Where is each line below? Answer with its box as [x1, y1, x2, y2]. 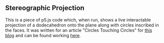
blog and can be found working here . [5, 32, 81, 38]
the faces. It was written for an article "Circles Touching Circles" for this [5, 27, 153, 33]
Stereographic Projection [5, 4, 84, 12]
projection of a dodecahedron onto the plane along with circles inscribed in [5, 22, 159, 28]
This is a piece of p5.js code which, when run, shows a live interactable [5, 17, 151, 22]
